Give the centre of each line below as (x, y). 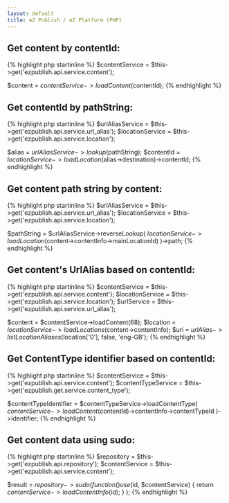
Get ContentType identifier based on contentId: (111, 359)
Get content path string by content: (85, 189)
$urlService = (136, 301)
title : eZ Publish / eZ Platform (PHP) (65, 20)
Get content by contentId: (64, 48)
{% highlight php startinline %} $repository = (71, 457)
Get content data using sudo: (71, 440)
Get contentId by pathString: (70, 107)
